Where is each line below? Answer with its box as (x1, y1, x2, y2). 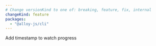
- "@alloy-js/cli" (10, 21, 49, 26)
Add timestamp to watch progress (5, 35, 77, 41)
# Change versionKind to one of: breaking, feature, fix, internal (5, 7, 152, 12)
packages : (5, 16, 27, 21)
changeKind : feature (5, 12, 49, 17)
